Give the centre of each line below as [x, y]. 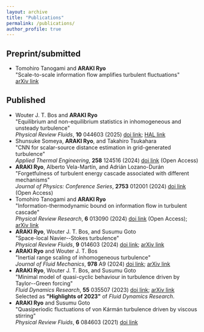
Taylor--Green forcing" [44, 283]
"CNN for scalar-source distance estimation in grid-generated [93, 147]
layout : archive [27, 12]
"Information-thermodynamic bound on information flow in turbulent [101, 205]
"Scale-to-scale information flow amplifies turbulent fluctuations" [97, 75]
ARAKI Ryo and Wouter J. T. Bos [56, 251]
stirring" [25, 316]
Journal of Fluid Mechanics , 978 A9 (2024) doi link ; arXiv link [93, 264]
